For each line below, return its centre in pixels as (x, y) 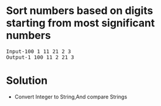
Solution (27, 81)
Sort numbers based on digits (80, 11)
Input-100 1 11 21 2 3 (39, 51)
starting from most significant (80, 23)
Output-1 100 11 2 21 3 (40, 57)
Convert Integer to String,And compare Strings (71, 97)
